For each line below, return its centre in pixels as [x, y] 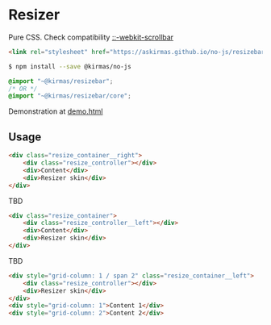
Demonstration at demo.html [56, 111]
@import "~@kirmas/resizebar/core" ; [70, 96]
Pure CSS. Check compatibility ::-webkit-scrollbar [91, 37]
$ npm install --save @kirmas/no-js [70, 66]
